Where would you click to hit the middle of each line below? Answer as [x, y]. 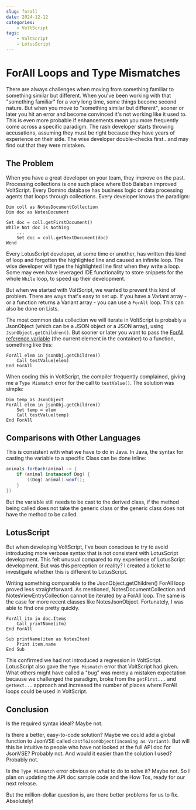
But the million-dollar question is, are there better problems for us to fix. [92, 795]
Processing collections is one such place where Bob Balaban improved [91, 184]
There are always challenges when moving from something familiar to [90, 89]
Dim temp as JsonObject [35, 399]
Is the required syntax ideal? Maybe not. [54, 723]
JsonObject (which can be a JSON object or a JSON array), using [85, 326]
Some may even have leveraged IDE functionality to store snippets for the [94, 272]
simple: [15, 389]
